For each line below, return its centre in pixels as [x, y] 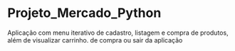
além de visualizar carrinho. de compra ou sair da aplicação [95, 40]
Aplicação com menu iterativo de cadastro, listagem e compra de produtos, [118, 33]
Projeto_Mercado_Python [84, 13]
